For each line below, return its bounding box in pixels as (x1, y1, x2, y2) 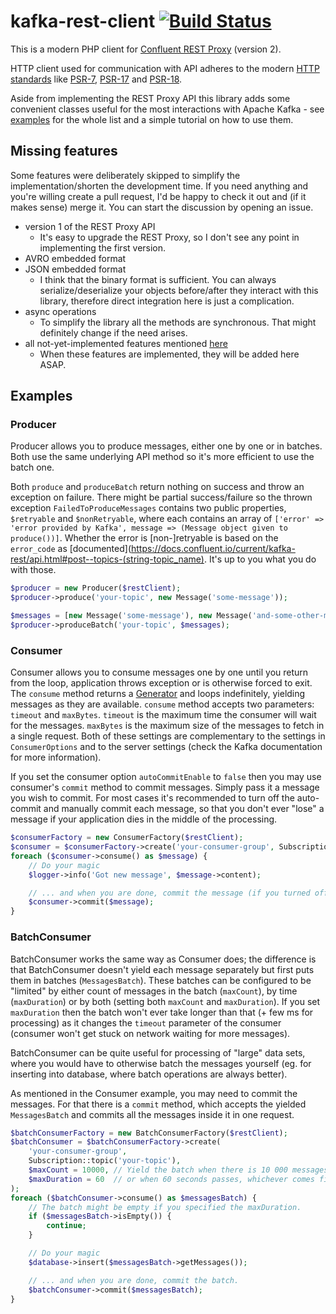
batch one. (10, 461, 55, 474)
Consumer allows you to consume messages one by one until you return (10, 666, 309, 679)
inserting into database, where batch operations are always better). (10, 1068, 288, 1080)
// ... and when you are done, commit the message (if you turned (28, 888, 311, 898)
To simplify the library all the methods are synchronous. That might (39, 316, 317, 328)
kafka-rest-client (10, 10, 156, 33)
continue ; (46, 1221, 87, 1231)
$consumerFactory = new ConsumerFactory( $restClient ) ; (10, 833, 244, 843)
